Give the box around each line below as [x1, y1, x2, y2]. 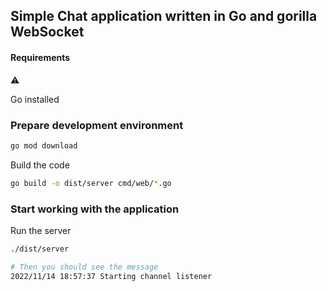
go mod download [10, 140, 78, 151]
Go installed [10, 93, 60, 105]
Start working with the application [10, 202, 180, 216]
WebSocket [10, 24, 85, 41]
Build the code [10, 159, 70, 171]
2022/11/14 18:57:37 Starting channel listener [10, 271, 213, 281]
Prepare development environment [10, 118, 184, 132]
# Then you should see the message [10, 262, 159, 272]
